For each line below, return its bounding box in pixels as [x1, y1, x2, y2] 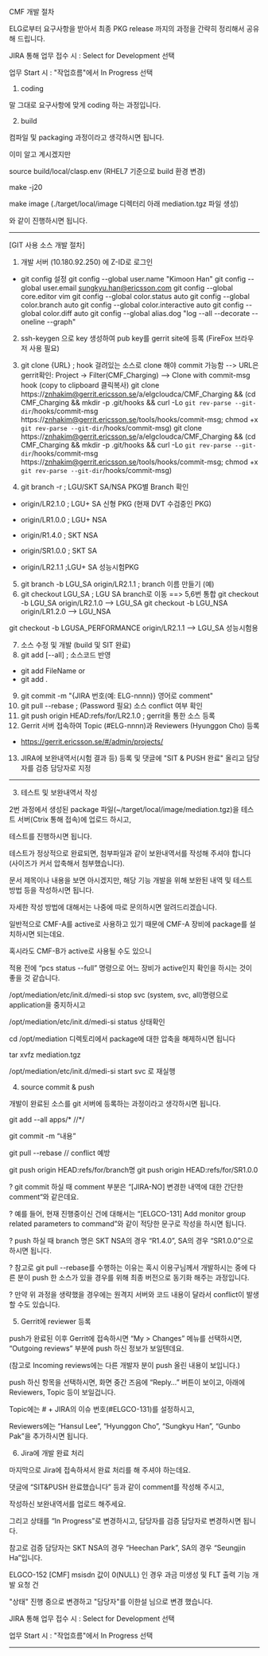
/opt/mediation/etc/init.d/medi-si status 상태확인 [9, 1017, 165, 1027]
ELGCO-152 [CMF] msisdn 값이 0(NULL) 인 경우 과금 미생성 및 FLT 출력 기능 [9, 1570, 251, 1579]
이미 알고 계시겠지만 [9, 150, 71, 159]
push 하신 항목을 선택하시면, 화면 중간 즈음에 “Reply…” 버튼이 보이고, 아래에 [9, 1378, 246, 1386]
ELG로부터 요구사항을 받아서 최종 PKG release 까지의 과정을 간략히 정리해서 [9, 24, 245, 34]
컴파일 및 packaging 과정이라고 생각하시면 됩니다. [9, 132, 165, 142]
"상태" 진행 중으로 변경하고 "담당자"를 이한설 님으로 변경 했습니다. [9, 1597, 213, 1606]
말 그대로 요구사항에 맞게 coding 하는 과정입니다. [9, 101, 161, 109]
